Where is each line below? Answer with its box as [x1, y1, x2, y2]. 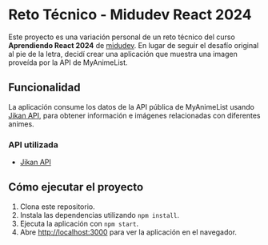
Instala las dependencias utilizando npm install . [19, 210, 180, 219]
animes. [8, 118, 34, 129]
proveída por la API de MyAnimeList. [8, 58, 128, 67]
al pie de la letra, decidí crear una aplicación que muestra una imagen [8, 49, 238, 58]
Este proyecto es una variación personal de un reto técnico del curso [8, 32, 236, 42]
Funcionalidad [8, 81, 82, 94]
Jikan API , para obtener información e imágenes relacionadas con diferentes [8, 110, 261, 120]
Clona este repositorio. [19, 202, 95, 211]
